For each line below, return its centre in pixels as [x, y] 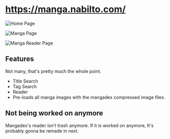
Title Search [25, 81]
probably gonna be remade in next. [42, 131]
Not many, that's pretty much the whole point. [53, 71]
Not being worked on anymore [54, 113]
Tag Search [25, 86]
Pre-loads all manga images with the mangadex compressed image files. [89, 97]
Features [20, 59]
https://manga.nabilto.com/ [66, 9]
